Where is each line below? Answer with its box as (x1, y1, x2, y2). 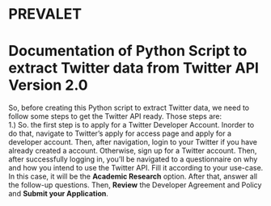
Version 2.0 (8, 76, 88, 95)
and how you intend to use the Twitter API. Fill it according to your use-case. (8, 163, 264, 173)
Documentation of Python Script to (8, 42, 248, 61)
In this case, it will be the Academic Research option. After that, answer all (8, 171, 257, 182)
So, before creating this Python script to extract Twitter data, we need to (8, 103, 250, 113)
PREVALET (8, 5, 83, 23)
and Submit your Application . (8, 189, 109, 199)
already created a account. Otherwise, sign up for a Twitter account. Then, (8, 146, 257, 156)
